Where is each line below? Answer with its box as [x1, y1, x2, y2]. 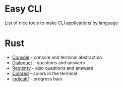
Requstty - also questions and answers [12, 65, 94, 71]
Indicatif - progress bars [12, 75, 63, 81]
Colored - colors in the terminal [12, 70, 77, 76]
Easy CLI [5, 3, 42, 15]
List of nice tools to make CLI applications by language [5, 20, 118, 26]
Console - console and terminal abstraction [12, 54, 102, 60]
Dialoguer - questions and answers [12, 59, 85, 66]
